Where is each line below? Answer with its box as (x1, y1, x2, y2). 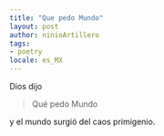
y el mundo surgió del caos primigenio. (9, 116, 156, 127)
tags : (9, 38, 30, 48)
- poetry (9, 47, 43, 57)
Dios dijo (9, 81, 43, 91)
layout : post (9, 22, 59, 31)
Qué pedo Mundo (31, 99, 98, 110)
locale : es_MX (9, 56, 64, 65)
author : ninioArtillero (9, 30, 100, 39)
